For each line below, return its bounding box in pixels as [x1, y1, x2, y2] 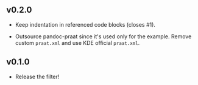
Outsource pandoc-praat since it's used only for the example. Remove [15, 33, 192, 40]
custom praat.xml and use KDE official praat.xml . [15, 39, 140, 46]
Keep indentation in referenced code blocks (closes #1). [15, 21, 155, 28]
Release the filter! [15, 73, 60, 80]
